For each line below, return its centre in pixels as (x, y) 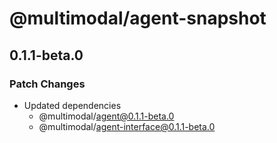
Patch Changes (47, 84)
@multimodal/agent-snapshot (138, 18)
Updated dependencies (72, 105)
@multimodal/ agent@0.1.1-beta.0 (106, 116)
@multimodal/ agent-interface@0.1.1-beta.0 (127, 126)
